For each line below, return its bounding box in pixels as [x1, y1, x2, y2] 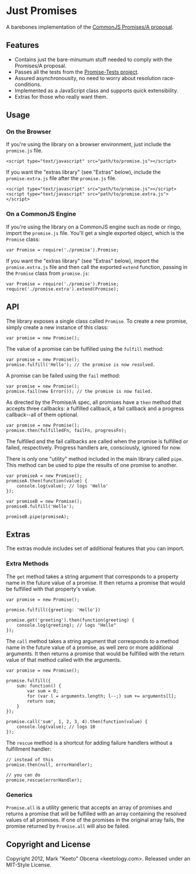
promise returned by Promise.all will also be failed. [6, 823, 130, 830]
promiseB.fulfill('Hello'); [6, 503, 75, 509]
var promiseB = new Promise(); [6, 498, 82, 504]
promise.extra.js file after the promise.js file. [6, 175, 117, 182]
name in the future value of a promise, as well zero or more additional [6, 644, 174, 651]
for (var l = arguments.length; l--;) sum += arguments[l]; [27, 693, 177, 699]
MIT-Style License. [6, 861, 51, 868]
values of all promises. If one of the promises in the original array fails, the [6, 816, 185, 823]
